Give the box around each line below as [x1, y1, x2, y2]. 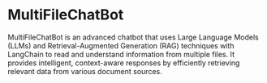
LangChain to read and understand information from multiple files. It [7, 49, 235, 59]
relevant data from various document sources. [7, 66, 163, 76]
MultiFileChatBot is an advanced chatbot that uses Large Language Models [7, 32, 259, 42]
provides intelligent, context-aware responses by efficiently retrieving [7, 58, 240, 68]
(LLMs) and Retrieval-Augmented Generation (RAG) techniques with [7, 40, 235, 50]
